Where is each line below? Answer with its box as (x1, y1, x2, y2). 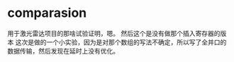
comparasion (7, 5, 87, 21)
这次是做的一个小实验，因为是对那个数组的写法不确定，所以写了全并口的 (15, 37, 227, 46)
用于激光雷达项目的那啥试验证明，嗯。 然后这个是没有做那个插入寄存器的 (7, 29, 221, 37)
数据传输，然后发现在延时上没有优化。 (7, 46, 119, 55)
